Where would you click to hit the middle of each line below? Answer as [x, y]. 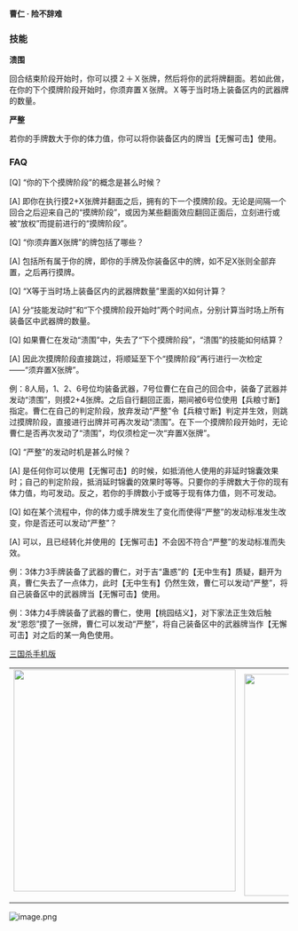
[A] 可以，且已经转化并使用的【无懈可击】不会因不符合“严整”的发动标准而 [144, 542]
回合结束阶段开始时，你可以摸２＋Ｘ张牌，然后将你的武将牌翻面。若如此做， [149, 78]
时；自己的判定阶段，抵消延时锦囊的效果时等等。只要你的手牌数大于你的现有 [149, 482]
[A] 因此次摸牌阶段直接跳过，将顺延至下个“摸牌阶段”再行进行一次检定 [136, 359]
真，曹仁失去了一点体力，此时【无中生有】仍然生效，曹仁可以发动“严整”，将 [149, 583]
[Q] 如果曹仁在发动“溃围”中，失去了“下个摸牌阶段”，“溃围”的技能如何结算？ [147, 340]
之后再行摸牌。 [52, 272]
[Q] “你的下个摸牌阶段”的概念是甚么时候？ [86, 183]
